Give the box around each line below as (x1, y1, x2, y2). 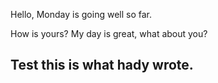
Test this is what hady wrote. (10, 57, 194, 74)
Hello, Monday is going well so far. (10, 9, 153, 20)
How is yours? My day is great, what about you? (10, 28, 208, 39)
